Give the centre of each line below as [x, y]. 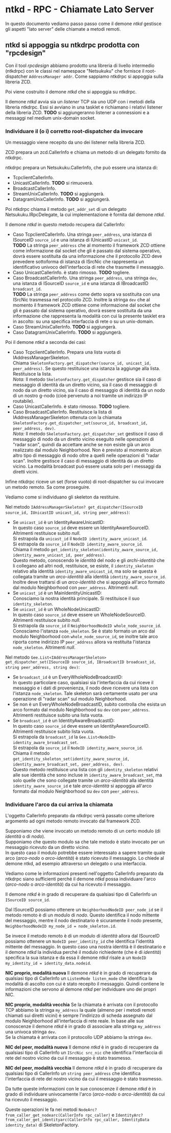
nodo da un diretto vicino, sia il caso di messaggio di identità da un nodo [89, 390]
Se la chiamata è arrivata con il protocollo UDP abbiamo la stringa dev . [79, 1037]
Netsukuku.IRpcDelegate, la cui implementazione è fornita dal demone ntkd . [85, 215]
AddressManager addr [51, 77]
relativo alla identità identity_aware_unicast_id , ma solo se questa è [85, 571]
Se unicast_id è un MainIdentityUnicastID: [57, 593]
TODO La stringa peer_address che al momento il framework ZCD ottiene [89, 245]
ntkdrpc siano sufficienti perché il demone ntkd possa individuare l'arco [81, 879]
